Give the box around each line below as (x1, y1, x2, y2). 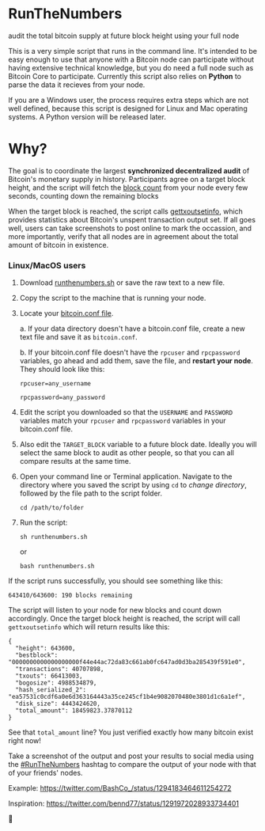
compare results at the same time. (19, 457, 131, 466)
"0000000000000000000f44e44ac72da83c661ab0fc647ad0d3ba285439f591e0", (8, 658, 246, 666)
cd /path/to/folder (19, 504, 85, 512)
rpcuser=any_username (19, 380, 91, 388)
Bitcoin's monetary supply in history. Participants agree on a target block (8, 174, 246, 184)
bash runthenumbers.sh (19, 563, 95, 571)
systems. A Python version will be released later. (8, 112, 166, 121)
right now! (8, 736, 42, 746)
